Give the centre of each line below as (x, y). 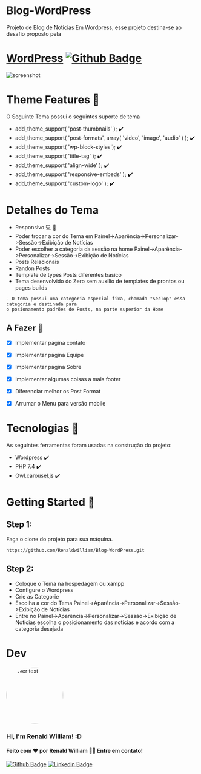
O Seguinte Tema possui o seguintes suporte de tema (73, 117)
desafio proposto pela (34, 33)
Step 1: (19, 525)
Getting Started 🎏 (51, 502)
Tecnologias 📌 (43, 428)
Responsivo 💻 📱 (35, 227)
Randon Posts (32, 268)
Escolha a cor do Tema (44, 603)
